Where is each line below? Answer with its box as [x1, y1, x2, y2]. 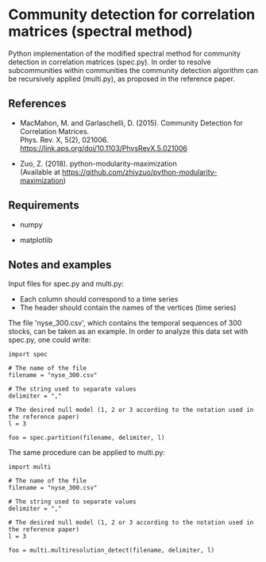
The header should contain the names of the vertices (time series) [19, 303, 237, 313]
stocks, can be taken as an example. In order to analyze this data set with [8, 327, 249, 337]
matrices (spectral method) [8, 22, 193, 40]
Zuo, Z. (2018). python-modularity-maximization [19, 159, 177, 168]
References [8, 97, 67, 110]
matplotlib [19, 235, 53, 244]
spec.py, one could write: [8, 335, 91, 345]
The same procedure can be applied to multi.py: [8, 448, 165, 457]
